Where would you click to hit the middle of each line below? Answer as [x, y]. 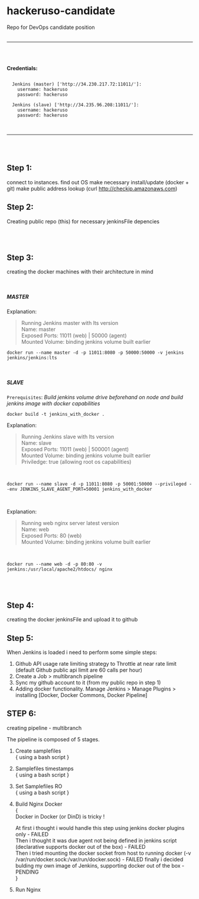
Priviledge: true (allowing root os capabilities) [76, 462]
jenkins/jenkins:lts [32, 358]
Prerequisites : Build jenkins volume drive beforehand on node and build [95, 398]
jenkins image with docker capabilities [53, 403]
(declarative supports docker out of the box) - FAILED [80, 846]
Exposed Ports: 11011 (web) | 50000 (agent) [74, 336]
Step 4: [20, 605]
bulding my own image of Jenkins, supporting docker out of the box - [100, 865]
